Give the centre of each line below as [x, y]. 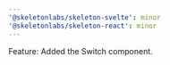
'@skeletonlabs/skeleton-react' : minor [83, 26]
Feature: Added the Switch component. [81, 51]
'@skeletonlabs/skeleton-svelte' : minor [85, 17]
